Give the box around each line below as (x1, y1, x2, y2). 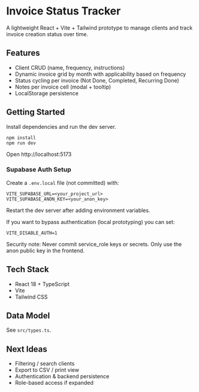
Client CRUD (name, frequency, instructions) (14, 64, 125, 71)
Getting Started (6, 107, 65, 117)
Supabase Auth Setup (6, 166, 72, 174)
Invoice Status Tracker (6, 4, 121, 18)
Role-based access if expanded (14, 379, 94, 387)
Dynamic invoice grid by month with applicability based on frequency (14, 70, 186, 78)
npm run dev (6, 140, 36, 146)
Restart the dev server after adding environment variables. (6, 207, 150, 214)
